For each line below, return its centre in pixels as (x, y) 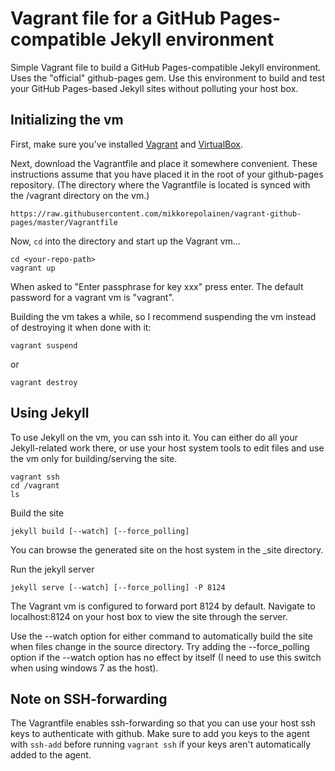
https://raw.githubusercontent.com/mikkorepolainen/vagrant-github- (156, 213)
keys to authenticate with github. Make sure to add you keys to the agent (160, 734)
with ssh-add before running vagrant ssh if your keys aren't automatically (161, 744)
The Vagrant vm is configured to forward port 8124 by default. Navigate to (163, 606)
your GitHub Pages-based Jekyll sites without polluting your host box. (154, 88)
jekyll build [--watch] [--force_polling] (100, 531)
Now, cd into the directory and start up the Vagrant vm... (125, 241)
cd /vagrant (35, 485)
